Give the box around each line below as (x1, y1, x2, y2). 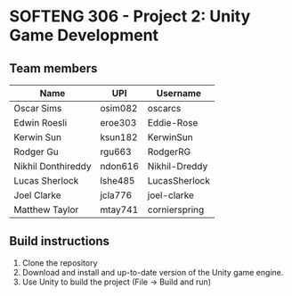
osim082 (100, 103, 138, 114)
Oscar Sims (13, 103, 62, 114)
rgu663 (100, 145, 132, 158)
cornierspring (147, 203, 205, 216)
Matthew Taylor (13, 203, 79, 216)
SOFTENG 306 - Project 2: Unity (9, 6, 251, 27)
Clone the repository (21, 257, 98, 268)
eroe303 (100, 117, 137, 128)
